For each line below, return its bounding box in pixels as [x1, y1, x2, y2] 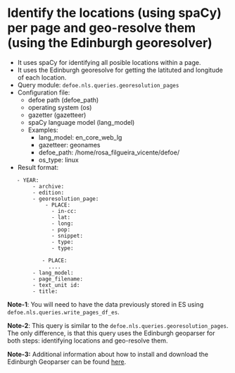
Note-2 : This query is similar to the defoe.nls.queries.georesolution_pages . [7, 321, 229, 329]
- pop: [51, 226, 71, 233]
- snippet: [51, 232, 83, 239]
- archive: [32, 183, 65, 190]
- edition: [32, 189, 65, 196]
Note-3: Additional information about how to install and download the [7, 350, 209, 358]
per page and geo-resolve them [7, 20, 196, 36]
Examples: [27, 126, 58, 134]
